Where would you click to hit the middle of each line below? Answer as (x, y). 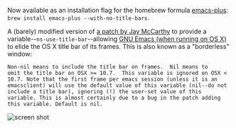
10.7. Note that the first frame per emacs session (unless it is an (113, 79)
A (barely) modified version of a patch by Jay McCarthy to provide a (107, 31)
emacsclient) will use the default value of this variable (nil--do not (117, 86)
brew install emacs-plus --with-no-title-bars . (79, 18)
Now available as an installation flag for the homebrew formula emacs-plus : (118, 10)
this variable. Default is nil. (55, 104)
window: (20, 54)
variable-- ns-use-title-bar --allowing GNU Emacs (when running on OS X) (117, 39)
